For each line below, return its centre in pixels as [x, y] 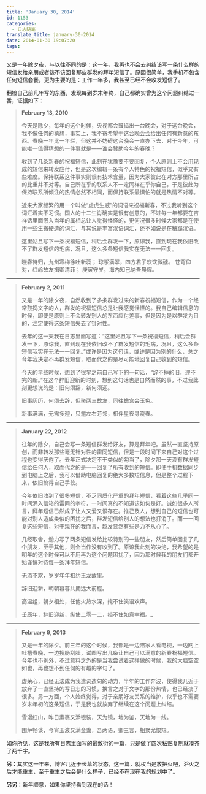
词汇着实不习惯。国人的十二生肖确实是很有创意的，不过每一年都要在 [107, 213]
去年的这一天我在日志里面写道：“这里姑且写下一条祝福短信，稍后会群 [109, 336]
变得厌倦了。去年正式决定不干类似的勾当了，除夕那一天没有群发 [113, 459]
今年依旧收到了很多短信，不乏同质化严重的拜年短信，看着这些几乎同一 [110, 495]
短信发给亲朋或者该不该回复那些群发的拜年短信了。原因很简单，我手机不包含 [103, 72]
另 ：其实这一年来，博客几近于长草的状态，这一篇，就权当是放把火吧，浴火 [100, 763]
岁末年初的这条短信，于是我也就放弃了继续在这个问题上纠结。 [99, 704]
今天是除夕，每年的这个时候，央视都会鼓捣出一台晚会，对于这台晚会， [110, 125]
